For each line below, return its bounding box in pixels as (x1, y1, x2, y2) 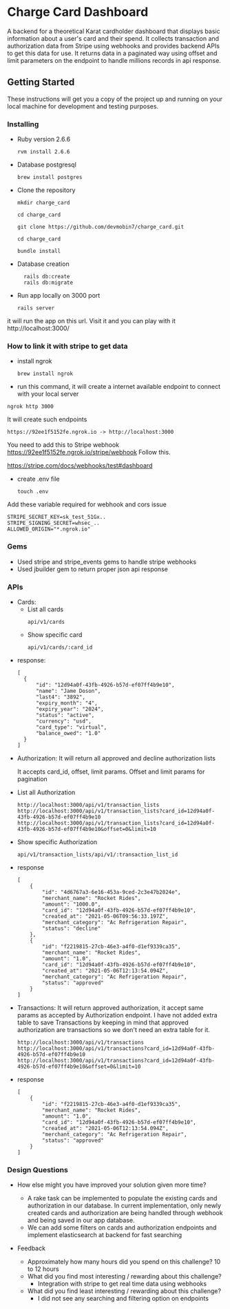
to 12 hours (27, 1265, 60, 1273)
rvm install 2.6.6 (17, 149, 70, 155)
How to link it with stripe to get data (7, 341, 129, 351)
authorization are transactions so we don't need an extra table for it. (17, 1025, 210, 1033)
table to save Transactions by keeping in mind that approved (17, 1018, 189, 1026)
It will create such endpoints (7, 415, 87, 423)
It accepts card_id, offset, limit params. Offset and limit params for (17, 767, 205, 776)
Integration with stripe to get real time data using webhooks (37, 1279, 207, 1288)
